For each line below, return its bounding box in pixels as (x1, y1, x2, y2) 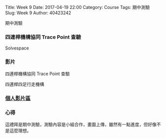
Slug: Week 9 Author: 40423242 (5, 10, 72, 16)
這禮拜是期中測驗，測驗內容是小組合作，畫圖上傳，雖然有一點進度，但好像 (5, 121, 157, 127)
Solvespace (5, 45, 29, 51)
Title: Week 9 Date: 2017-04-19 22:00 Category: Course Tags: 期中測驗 (5, 4, 150, 10)
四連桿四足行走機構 (5, 81, 44, 87)
